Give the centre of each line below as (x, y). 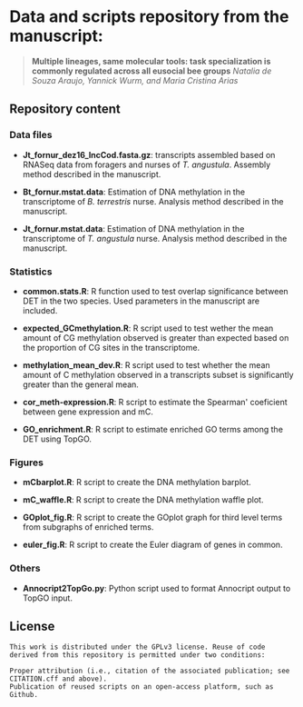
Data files (31, 135)
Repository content (65, 110)
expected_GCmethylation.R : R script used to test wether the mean (148, 328)
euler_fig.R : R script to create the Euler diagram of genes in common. (152, 545)
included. (40, 310)
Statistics (31, 272)
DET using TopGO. (57, 439)
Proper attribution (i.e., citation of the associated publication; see (150, 671)
